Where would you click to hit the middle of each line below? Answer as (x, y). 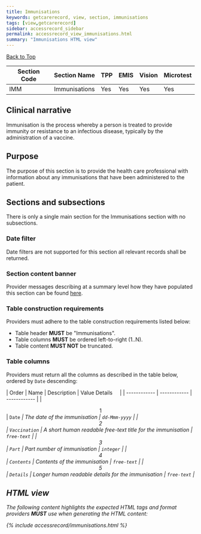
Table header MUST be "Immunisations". (65, 333)
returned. (18, 258)
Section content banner (41, 273)
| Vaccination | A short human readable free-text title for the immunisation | (99, 430)
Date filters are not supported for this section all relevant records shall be (96, 252)
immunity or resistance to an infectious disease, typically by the (85, 131)
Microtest (178, 75)
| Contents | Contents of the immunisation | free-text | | (75, 461)
